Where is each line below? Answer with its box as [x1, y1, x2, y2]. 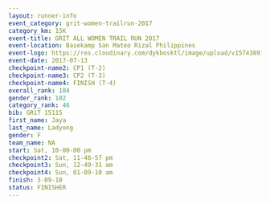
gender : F [8, 131, 42, 139]
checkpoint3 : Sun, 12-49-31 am [8, 161, 113, 169]
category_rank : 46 [8, 101, 70, 109]
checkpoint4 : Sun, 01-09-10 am [8, 169, 113, 177]
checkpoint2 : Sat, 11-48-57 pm [8, 153, 113, 161]
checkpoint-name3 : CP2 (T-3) [8, 71, 106, 80]
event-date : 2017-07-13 [8, 57, 88, 65]
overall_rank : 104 [8, 86, 70, 95]
